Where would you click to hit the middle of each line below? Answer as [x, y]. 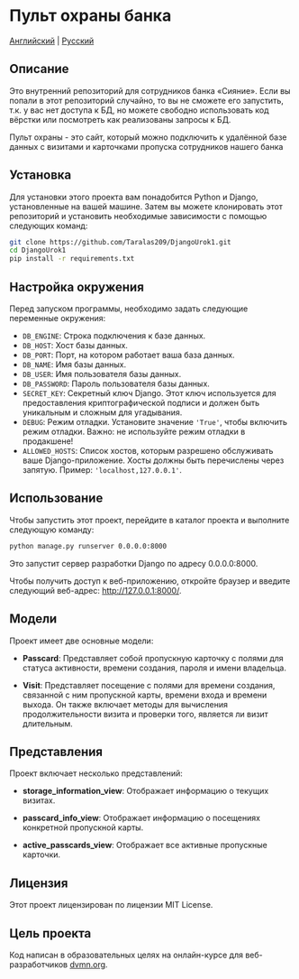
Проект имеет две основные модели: [82, 641]
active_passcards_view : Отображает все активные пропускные [145, 845]
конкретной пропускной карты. [83, 827]
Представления [56, 751]
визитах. [39, 800]
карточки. [41, 854]
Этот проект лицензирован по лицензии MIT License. [111, 905]
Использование [56, 499]
